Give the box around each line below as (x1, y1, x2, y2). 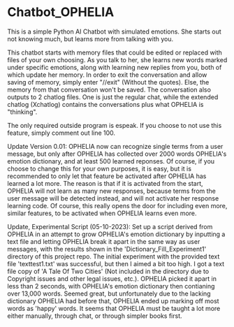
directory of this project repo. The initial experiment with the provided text (7, 252, 220, 261)
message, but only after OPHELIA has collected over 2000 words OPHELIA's (7, 150, 227, 158)
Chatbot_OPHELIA (7, 4, 115, 20)
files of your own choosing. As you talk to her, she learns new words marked (7, 55, 228, 64)
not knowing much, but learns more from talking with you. (7, 34, 174, 43)
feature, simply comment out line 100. (7, 129, 116, 137)
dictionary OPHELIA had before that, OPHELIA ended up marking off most (7, 296, 219, 305)
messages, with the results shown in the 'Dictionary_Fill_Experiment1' (7, 245, 207, 253)
